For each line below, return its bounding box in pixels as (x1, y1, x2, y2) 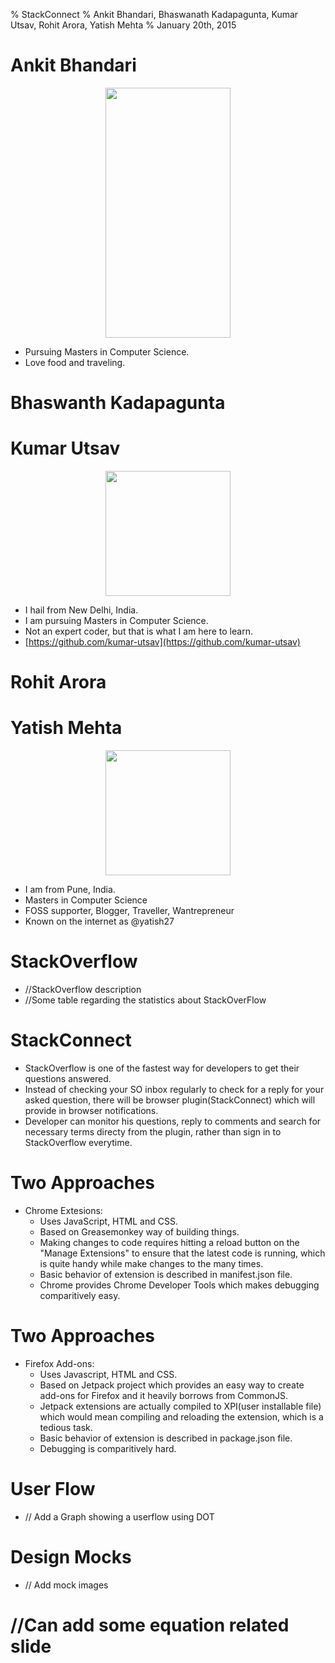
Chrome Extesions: (24, 1205, 103, 1216)
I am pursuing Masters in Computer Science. (24, 615, 209, 627)
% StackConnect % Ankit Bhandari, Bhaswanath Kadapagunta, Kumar (10, 9, 299, 20)
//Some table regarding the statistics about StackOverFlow (24, 994, 267, 1006)
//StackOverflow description (24, 984, 142, 996)
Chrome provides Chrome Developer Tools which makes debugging (39, 1279, 320, 1291)
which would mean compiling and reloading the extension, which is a (39, 1410, 324, 1423)
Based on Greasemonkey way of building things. (39, 1226, 240, 1238)
